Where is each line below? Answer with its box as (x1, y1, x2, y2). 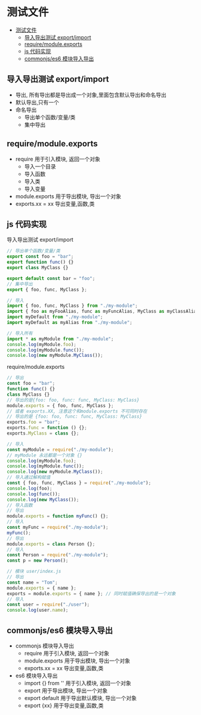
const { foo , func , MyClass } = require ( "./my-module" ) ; (7, 480, 151, 486)
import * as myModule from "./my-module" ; (7, 335, 114, 342)
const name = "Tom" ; (7, 580, 58, 585)
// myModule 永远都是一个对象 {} (7, 452, 83, 458)
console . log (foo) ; (7, 485, 52, 491)
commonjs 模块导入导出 (15, 642, 75, 649)
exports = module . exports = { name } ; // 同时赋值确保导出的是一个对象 (7, 590, 176, 597)
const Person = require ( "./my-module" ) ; (7, 552, 109, 558)
